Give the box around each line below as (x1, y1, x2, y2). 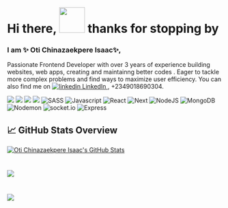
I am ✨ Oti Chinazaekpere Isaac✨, (7, 45, 122, 55)
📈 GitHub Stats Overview (7, 124, 118, 136)
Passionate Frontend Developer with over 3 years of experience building (7, 61, 210, 69)
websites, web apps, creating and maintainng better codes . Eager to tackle (7, 68, 220, 76)
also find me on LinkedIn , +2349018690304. (7, 83, 164, 91)
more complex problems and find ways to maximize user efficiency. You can (7, 75, 222, 83)
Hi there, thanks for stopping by (7, 21, 219, 37)
